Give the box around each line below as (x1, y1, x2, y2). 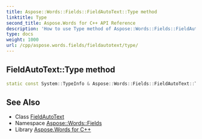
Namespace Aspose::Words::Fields (14, 120, 102, 127)
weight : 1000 (6, 37, 39, 43)
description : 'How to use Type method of (6, 25, 112, 32)
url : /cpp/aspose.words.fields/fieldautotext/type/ (6, 43, 138, 49)
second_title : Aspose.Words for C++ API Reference (6, 20, 136, 26)
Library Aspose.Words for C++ (14, 126, 91, 133)
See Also (6, 97, 40, 107)
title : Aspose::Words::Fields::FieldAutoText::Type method (6, 8, 158, 15)
